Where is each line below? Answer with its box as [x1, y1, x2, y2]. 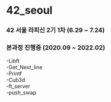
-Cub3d [6, 76, 26, 84]
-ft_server [6, 83, 31, 90]
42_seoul [6, 4, 53, 17]
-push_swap [6, 89, 37, 96]
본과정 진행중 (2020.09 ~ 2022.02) [6, 44, 106, 52]
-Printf [6, 70, 22, 78]
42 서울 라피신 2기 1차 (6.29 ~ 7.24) [6, 26, 105, 35]
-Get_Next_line [6, 64, 43, 71]
